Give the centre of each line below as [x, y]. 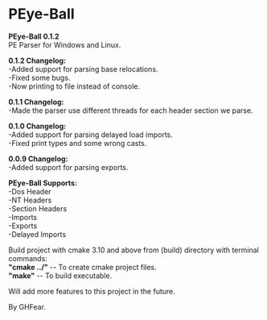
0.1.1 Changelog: [36, 102]
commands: [28, 258]
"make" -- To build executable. [60, 276]
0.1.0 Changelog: [37, 126]
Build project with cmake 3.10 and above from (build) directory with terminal [133, 250]
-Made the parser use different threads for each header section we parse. [131, 110]
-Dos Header [30, 191]
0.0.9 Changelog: [38, 159]
